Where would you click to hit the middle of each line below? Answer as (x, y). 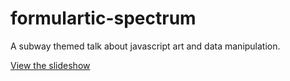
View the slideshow (50, 65)
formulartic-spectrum (103, 18)
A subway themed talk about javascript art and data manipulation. (145, 46)
